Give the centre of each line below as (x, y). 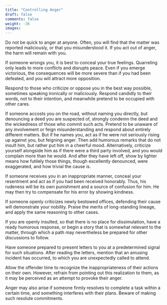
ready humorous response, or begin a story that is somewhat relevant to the (83, 227)
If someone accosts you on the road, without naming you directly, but (77, 114)
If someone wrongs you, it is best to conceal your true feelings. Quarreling (82, 63)
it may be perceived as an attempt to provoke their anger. (64, 278)
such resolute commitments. (34, 299)
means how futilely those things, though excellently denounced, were (77, 161)
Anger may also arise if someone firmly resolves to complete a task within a (83, 288)
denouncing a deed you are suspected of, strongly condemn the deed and (82, 119)
